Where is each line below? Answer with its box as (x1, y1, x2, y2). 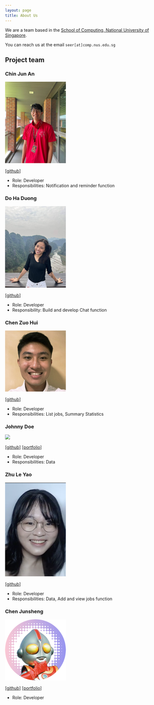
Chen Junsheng (5, 608, 44, 615)
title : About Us (5, 13, 38, 18)
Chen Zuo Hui (5, 319, 38, 326)
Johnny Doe (5, 423, 34, 430)
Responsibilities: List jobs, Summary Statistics (12, 411, 104, 417)
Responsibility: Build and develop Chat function (12, 307, 107, 313)
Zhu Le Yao (5, 471, 32, 478)
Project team (5, 56, 45, 64)
